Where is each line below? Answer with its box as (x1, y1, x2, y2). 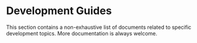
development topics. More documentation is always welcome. (6, 29, 158, 37)
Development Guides (6, 4, 112, 18)
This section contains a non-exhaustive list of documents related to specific (6, 24, 192, 31)
